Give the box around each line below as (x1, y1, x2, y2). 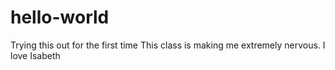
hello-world (10, 6, 110, 29)
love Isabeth (10, 49, 61, 61)
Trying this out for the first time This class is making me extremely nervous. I (10, 39, 326, 51)
